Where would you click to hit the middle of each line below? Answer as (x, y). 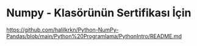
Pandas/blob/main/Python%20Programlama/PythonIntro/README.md (94, 36)
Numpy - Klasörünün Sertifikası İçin (99, 13)
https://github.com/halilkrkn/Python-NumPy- (63, 30)
